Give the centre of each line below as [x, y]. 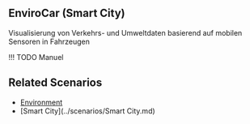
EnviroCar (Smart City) [67, 13]
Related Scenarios [55, 83]
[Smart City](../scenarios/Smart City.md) [87, 111]
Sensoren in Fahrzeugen [49, 41]
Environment [41, 102]
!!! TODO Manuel [36, 57]
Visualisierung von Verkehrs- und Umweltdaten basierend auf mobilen [125, 32]
